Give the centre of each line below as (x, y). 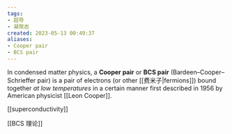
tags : (15, 14)
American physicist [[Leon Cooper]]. (60, 95)
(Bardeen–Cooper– (198, 72)
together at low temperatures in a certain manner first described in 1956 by (115, 88)
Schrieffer (22, 80)
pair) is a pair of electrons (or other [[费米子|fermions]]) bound (127, 80)
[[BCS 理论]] (25, 123)
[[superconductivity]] (38, 109)
